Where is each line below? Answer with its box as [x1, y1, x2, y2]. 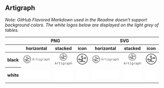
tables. [5, 27, 19, 33]
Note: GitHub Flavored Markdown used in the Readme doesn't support [5, 17, 147, 22]
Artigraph [5, 4, 36, 12]
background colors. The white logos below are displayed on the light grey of [5, 22, 159, 28]
